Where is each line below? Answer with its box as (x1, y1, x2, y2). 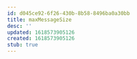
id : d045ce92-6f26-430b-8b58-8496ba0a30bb (7, 9, 130, 17)
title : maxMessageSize (7, 16, 72, 23)
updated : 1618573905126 (7, 28, 75, 36)
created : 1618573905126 (7, 35, 75, 42)
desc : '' (7, 22, 32, 29)
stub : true (7, 41, 38, 48)
